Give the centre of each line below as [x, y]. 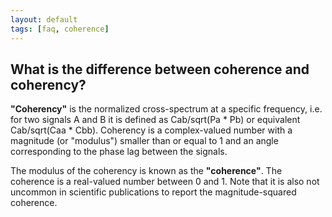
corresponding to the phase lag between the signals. [119, 152]
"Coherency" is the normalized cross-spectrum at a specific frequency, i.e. [166, 109]
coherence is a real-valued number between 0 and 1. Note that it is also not [165, 182]
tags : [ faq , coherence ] [60, 29]
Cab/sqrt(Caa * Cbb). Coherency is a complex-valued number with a [151, 130]
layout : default [44, 19]
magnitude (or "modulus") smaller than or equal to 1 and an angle [144, 141]
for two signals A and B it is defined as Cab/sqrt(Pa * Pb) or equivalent [155, 120]
